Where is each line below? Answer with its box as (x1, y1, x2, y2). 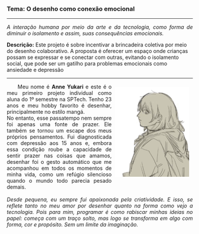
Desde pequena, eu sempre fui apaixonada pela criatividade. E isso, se (6, 196, 193, 203)
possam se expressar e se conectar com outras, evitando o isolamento (6, 54, 180, 61)
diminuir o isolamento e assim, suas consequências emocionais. (6, 30, 164, 37)
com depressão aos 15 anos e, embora (6, 140, 112, 147)
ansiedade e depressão (6, 67, 64, 74)
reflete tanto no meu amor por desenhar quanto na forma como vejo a (6, 202, 193, 209)
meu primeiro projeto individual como (6, 90, 112, 97)
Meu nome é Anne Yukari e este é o (17, 83, 112, 90)
